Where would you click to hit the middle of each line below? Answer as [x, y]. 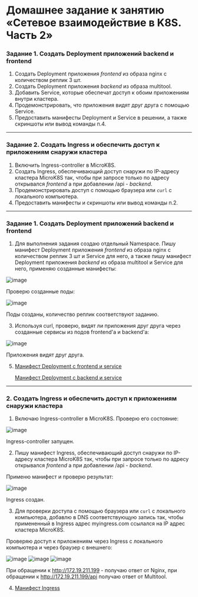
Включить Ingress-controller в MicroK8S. [65, 165]
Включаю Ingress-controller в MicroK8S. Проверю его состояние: [96, 418]
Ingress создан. [26, 500]
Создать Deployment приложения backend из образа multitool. [93, 87]
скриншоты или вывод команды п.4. [60, 124]
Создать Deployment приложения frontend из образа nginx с [90, 74]
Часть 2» [29, 35]
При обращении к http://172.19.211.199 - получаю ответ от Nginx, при [92, 570]
